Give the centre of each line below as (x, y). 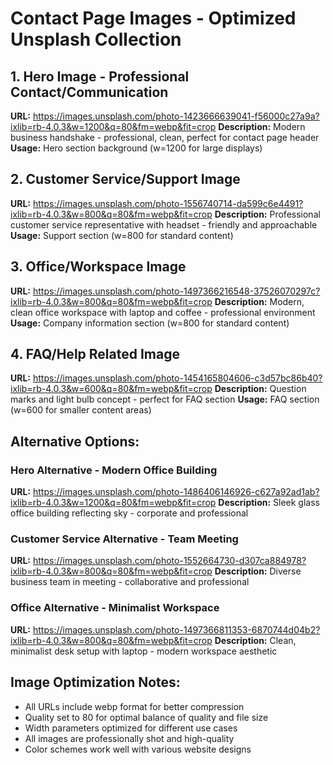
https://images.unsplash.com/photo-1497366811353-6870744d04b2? (176, 629)
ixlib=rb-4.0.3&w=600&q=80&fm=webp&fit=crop (111, 389)
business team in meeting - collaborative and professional (130, 582)
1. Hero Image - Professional (100, 76)
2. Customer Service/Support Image (125, 179)
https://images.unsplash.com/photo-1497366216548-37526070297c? (176, 291)
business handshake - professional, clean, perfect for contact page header (165, 137)
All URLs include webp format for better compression (134, 706)
